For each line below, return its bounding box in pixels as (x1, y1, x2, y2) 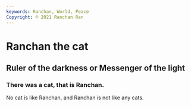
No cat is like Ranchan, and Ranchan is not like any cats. (6, 94, 144, 101)
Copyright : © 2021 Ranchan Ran (6, 14, 84, 20)
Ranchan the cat (6, 40, 89, 53)
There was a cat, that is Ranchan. (6, 81, 104, 89)
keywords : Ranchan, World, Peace (6, 8, 89, 15)
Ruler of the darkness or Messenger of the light (6, 63, 186, 73)
